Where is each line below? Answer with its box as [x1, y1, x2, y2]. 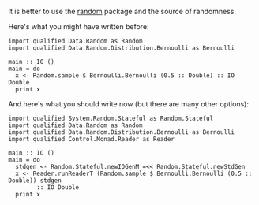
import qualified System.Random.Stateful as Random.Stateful [8, 114, 214, 122]
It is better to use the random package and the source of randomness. [8, 7, 237, 16]
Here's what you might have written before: [8, 22, 149, 31]
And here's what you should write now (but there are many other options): [8, 99, 249, 109]
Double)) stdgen [8, 177, 62, 184]
